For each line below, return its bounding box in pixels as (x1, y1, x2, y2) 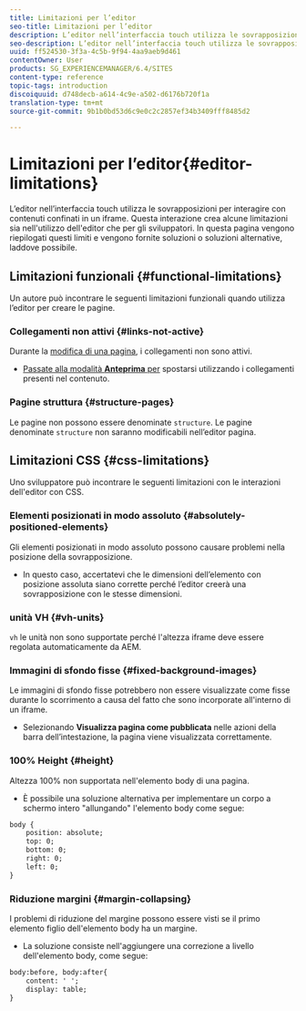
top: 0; (25, 837, 55, 846)
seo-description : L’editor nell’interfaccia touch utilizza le (9, 38, 255, 48)
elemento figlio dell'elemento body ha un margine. (9, 923, 198, 934)
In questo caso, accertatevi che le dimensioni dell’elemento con (22, 569, 261, 580)
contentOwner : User (9, 56, 84, 65)
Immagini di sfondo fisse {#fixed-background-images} (9, 664, 258, 676)
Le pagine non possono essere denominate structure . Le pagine (9, 417, 252, 428)
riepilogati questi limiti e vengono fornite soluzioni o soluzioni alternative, (9, 232, 283, 243)
